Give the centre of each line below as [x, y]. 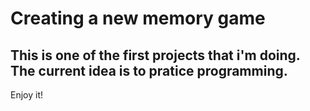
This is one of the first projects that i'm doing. [155, 55]
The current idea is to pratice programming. [149, 70]
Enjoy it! [27, 95]
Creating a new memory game [138, 18]
